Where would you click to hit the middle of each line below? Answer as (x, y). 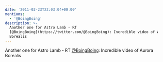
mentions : (15, 14)
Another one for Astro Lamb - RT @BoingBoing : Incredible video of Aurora (79, 50)
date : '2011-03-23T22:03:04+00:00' (41, 9)
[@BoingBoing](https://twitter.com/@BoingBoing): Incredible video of (82, 32)
